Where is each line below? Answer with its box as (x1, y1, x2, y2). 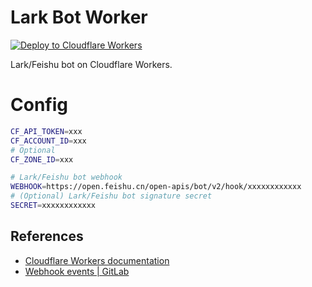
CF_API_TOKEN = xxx (10, 126, 83, 136)
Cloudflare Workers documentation (24, 254, 170, 266)
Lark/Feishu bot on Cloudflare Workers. (10, 58, 173, 70)
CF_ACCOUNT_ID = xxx (10, 136, 87, 146)
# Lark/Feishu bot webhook (10, 172, 123, 183)
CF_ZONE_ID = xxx (10, 154, 74, 165)
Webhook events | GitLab (24, 265, 130, 277)
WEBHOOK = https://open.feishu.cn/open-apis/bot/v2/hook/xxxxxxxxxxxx (10, 182, 302, 192)
